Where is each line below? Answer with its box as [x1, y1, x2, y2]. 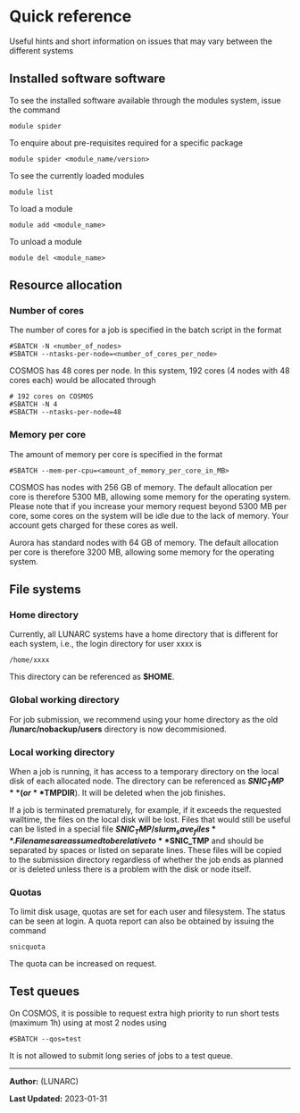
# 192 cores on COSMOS [9, 392, 94, 401]
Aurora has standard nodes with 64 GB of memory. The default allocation [9, 537, 279, 548]
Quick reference [9, 6, 132, 27]
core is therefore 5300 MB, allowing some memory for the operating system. [9, 491, 291, 502]
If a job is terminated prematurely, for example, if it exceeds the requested [9, 804, 281, 815]
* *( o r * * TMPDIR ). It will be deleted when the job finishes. [9, 787, 226, 798]
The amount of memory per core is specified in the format [9, 448, 223, 459]
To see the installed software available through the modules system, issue [9, 95, 281, 105]
